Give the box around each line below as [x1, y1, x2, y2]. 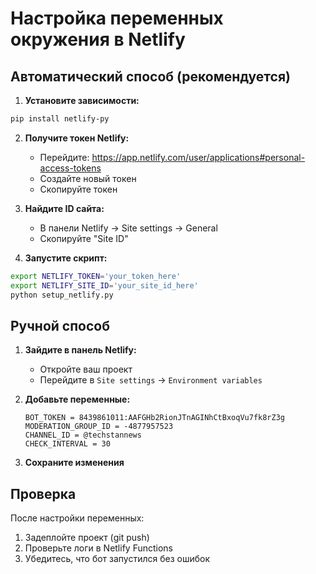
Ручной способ [10, 317, 110, 334]
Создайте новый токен [39, 172, 137, 184]
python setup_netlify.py [10, 290, 114, 300]
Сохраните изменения [24, 457, 125, 469]
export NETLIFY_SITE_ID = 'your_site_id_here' [10, 280, 199, 291]
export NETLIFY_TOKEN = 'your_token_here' [10, 271, 182, 281]
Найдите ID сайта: [24, 202, 105, 214]
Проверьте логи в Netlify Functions [24, 542, 174, 554]
